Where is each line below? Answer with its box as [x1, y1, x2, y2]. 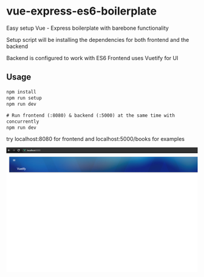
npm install [6, 89, 36, 95]
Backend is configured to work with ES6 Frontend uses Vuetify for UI [6, 54, 178, 61]
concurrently [6, 118, 39, 125]
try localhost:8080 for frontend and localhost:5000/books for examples [6, 135, 185, 142]
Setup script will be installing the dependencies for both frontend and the [6, 36, 189, 43]
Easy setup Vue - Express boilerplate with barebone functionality [6, 24, 169, 32]
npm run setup [6, 95, 42, 101]
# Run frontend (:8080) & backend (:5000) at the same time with [6, 112, 175, 118]
